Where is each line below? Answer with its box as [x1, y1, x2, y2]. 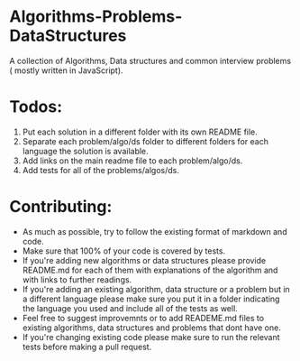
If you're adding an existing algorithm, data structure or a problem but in [22, 283, 290, 294]
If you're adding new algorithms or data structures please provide [22, 255, 267, 265]
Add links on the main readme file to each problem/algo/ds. [22, 155, 243, 166]
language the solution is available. [22, 145, 149, 156]
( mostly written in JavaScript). [9, 65, 123, 76]
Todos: [9, 97, 63, 117]
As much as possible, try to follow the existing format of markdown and [22, 226, 287, 236]
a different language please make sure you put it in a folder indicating [22, 293, 280, 304]
